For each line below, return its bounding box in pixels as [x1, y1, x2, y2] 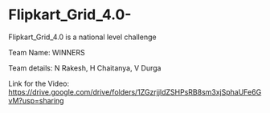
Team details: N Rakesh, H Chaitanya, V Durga [8, 63, 162, 73]
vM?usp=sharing [8, 95, 64, 105]
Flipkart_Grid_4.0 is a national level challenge [8, 32, 157, 42]
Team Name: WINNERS [8, 47, 86, 57]
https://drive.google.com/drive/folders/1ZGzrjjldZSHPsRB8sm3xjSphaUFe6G [8, 87, 262, 97]
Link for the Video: [8, 79, 70, 88]
